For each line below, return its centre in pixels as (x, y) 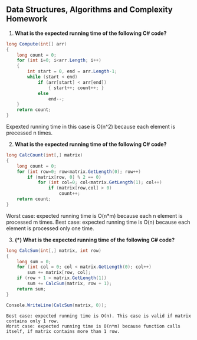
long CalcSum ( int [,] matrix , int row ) (54, 250)
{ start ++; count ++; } (76, 88)
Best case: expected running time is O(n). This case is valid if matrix (99, 316)
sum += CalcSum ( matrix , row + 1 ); (70, 284)
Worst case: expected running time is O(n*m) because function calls (93, 326)
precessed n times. (29, 133)
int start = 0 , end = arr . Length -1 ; (72, 71)
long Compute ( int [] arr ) (37, 44)
